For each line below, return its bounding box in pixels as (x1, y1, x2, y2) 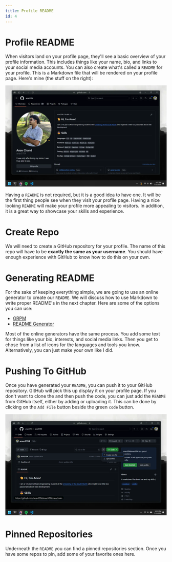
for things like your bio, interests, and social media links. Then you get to (5, 336, 158, 343)
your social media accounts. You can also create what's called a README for (5, 64, 163, 70)
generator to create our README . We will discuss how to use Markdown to (5, 294, 158, 301)
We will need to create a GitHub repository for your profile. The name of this (5, 243, 165, 249)
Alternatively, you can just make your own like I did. (5, 347, 114, 353)
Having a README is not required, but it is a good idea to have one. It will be (5, 192, 161, 198)
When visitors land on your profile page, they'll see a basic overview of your (5, 53, 166, 60)
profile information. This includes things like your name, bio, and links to (5, 59, 157, 65)
